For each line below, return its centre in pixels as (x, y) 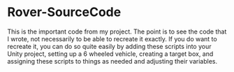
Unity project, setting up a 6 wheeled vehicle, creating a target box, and (110, 54)
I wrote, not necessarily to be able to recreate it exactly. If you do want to (112, 38)
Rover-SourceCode (64, 12)
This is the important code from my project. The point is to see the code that (117, 31)
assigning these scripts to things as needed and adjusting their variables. (112, 61)
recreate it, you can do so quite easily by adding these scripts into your (109, 46)
